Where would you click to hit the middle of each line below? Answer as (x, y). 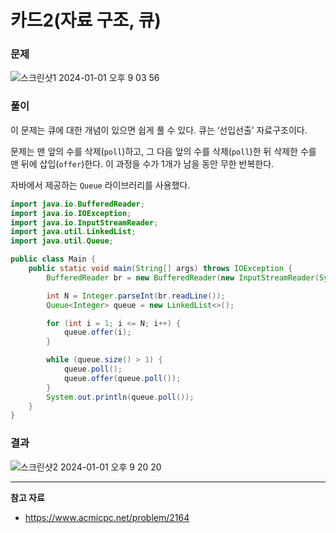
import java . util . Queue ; (62, 241)
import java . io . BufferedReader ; (77, 204)
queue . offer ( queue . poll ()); (122, 378)
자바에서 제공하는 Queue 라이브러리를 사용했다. (100, 185)
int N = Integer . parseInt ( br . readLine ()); (136, 296)
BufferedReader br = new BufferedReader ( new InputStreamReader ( (183, 277)
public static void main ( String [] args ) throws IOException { (160, 269)
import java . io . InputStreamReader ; (84, 222)
